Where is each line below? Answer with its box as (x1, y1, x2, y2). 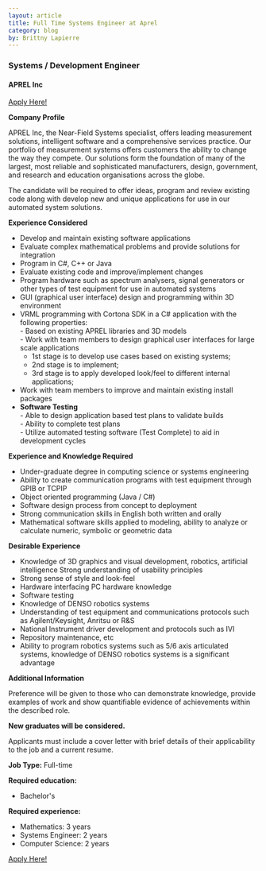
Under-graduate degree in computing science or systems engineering (19, 466, 249, 477)
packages (19, 394, 53, 404)
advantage (19, 658, 56, 668)
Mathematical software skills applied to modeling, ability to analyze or (19, 517, 248, 527)
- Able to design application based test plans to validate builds (19, 411, 224, 420)
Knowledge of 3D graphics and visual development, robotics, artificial (19, 557, 249, 567)
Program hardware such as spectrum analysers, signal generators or (19, 276, 245, 285)
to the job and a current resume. (8, 745, 114, 755)
